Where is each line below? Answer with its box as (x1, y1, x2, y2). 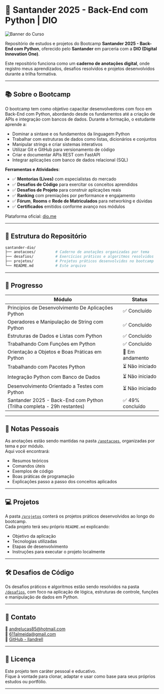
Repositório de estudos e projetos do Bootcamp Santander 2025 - (5, 40, 139, 46)
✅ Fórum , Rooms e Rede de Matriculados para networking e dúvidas (12, 198, 153, 204)
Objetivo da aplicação (12, 533, 56, 539)
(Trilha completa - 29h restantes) (7, 403, 85, 410)
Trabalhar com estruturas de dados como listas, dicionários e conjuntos (12, 136, 157, 142)
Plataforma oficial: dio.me (5, 213, 57, 219)
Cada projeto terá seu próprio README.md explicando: (5, 524, 110, 530)
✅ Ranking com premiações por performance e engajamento (12, 192, 136, 198)
